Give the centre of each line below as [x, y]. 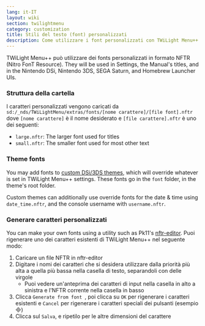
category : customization [38, 29]
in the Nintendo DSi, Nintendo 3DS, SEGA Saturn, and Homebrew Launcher [101, 71]
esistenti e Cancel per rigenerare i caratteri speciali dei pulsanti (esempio [107, 303]
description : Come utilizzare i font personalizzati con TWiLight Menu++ [102, 40]
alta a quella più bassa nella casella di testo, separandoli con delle [98, 270]
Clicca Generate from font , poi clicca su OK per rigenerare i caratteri [102, 297]
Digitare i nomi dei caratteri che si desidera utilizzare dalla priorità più [102, 264]
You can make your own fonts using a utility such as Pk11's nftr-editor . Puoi [101, 232]
